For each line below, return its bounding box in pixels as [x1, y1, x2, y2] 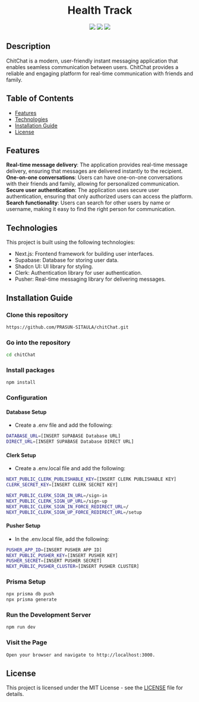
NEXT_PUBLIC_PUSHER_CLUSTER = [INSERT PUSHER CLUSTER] [6, 564, 140, 570]
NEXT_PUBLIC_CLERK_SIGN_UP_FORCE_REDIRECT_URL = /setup [6, 509, 143, 515]
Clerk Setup [6, 451, 37, 459]
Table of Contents [6, 94, 74, 104]
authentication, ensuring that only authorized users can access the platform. [6, 193, 193, 200]
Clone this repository [6, 310, 68, 319]
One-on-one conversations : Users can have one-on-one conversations [6, 174, 183, 181]
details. [6, 691, 24, 698]
